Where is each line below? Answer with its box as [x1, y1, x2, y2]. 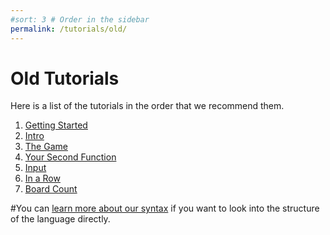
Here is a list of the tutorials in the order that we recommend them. [10, 100, 285, 112]
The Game [24, 141, 68, 153]
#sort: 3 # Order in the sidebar [10, 14, 150, 25]
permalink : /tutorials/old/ [10, 24, 128, 34]
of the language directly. [10, 213, 111, 225]
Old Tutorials [10, 67, 120, 90]
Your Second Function [24, 151, 117, 163]
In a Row [24, 172, 61, 185]
